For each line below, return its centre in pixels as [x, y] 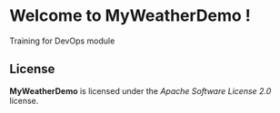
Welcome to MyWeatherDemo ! [130, 16]
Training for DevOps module [62, 41]
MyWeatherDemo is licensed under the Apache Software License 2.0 [140, 90]
